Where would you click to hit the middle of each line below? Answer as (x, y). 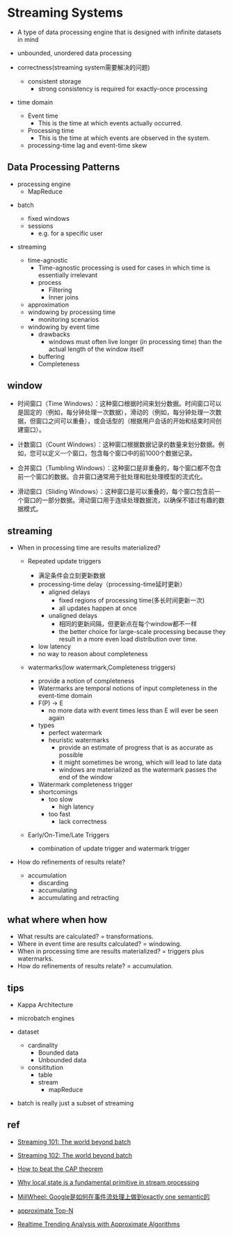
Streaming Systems (65, 13)
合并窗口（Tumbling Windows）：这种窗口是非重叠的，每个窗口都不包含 (119, 467)
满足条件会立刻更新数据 (72, 575)
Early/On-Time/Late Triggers (69, 835)
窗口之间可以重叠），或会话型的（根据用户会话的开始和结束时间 (126, 421)
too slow (61, 800)
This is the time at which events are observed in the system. (124, 138)
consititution (46, 1067)
